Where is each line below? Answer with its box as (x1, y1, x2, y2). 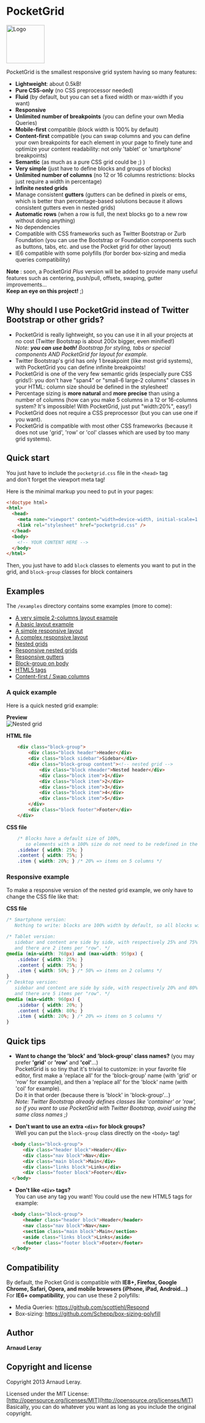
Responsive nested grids (15, 647, 78, 654)
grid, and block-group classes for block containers (6, 568, 133, 575)
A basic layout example (15, 621, 74, 628)
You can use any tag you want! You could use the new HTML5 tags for (15, 1193, 192, 1201)
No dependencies (15, 223, 60, 230)
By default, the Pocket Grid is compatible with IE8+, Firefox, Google (6, 1279, 177, 1286)
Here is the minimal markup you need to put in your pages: (6, 487, 154, 495)
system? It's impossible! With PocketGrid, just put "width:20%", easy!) (15, 403, 192, 410)
